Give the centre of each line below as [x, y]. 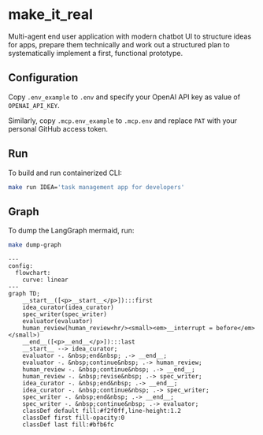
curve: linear [45, 280]
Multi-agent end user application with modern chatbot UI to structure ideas [130, 36]
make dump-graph [35, 245]
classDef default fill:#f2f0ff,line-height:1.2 [102, 411]
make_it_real [50, 15]
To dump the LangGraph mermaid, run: [71, 231]
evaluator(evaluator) [57, 322]
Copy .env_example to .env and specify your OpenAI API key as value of [124, 97]
